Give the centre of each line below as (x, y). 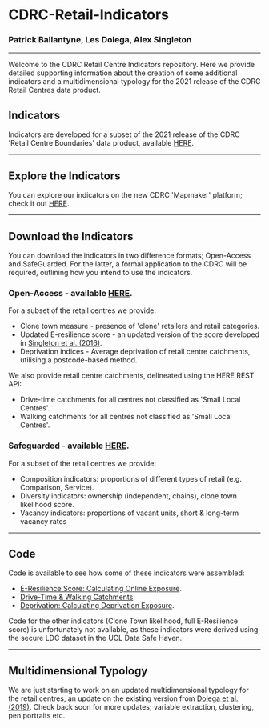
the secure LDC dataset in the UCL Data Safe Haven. (95, 638)
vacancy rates (43, 521)
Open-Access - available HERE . (70, 293)
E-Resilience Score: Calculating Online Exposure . (101, 589)
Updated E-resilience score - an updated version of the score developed (140, 334)
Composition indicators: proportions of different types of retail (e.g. (131, 478)
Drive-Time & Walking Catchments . (78, 597)
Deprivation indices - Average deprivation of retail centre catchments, (135, 352)
